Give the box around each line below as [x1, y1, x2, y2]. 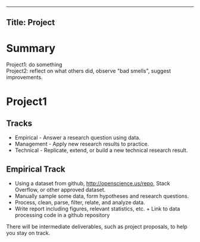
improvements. [6, 74, 43, 81]
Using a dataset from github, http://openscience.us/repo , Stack [14, 180, 171, 187]
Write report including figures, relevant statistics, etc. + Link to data [14, 205, 180, 212]
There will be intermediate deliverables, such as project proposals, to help [6, 223, 187, 230]
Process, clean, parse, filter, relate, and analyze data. [14, 199, 145, 206]
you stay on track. [6, 229, 51, 237]
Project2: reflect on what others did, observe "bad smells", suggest [6, 67, 171, 75]
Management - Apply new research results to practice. [14, 141, 149, 148]
